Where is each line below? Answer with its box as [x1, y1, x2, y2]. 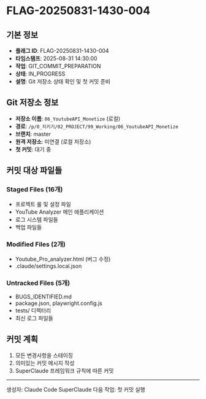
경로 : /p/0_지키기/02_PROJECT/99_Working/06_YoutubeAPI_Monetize [15, 122, 179, 130]
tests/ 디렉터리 [15, 307, 51, 314]
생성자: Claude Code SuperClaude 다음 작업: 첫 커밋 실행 [6, 385, 145, 393]
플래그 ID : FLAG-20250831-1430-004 [15, 47, 109, 54]
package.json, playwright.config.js [15, 300, 102, 307]
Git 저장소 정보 [6, 98, 59, 108]
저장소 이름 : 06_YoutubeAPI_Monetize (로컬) [15, 115, 121, 122]
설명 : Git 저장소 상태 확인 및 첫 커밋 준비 [15, 78, 110, 85]
